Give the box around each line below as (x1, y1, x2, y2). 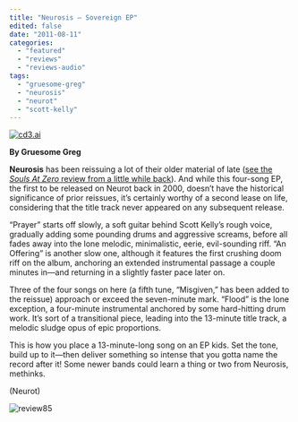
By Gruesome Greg (9, 147, 82, 158)
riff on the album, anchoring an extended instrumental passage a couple (9, 257, 276, 269)
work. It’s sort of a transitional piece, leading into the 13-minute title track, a (9, 313, 287, 323)
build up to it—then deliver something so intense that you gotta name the (9, 349, 278, 360)
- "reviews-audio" (17, 64, 87, 73)
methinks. (9, 368, 47, 379)
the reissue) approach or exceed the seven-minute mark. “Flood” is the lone (9, 294, 289, 305)
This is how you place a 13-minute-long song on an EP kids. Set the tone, (9, 340, 279, 350)
